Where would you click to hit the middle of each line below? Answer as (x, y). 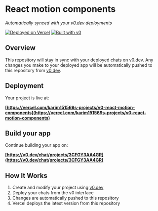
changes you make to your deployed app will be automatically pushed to (79, 65)
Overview (20, 48)
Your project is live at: (27, 98)
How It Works (26, 176)
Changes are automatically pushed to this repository (65, 198)
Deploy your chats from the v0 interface (53, 193)
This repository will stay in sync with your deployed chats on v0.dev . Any (79, 60)
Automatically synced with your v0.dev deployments (59, 23)
